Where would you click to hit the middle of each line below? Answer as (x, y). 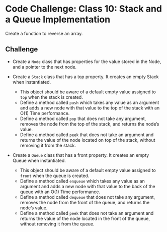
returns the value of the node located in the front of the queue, (85, 218)
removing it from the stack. (48, 145)
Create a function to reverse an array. (44, 33)
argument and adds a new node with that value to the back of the (88, 186)
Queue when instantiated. (39, 160)
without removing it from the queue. (57, 224)
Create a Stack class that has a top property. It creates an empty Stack (86, 77)
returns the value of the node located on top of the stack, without (88, 140)
